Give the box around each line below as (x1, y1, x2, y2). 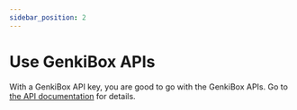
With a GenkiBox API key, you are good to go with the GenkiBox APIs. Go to (9, 81, 288, 92)
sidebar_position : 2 (9, 13, 87, 22)
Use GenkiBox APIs (9, 51, 156, 72)
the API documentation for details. (9, 90, 137, 101)
